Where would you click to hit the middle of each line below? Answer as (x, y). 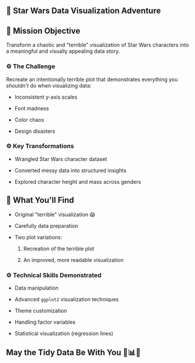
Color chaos (29, 120)
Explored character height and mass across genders (78, 181)
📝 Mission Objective (43, 31)
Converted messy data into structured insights (71, 170)
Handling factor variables (45, 322)
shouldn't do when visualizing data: (49, 85)
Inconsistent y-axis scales (46, 97)
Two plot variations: (38, 237)
